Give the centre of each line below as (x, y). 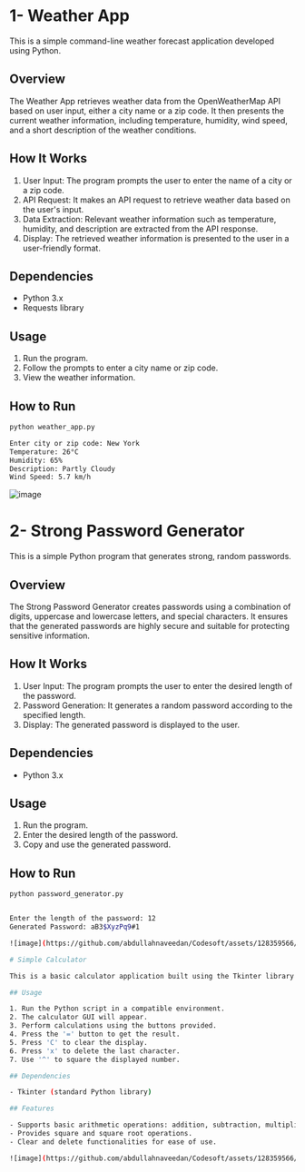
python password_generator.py (67, 894)
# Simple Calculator (49, 960)
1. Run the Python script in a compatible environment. (117, 1009)
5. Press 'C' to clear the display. (79, 1042)
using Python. (35, 50)
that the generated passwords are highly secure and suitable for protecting (150, 626)
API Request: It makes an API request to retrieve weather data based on (156, 200)
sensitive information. (50, 635)
